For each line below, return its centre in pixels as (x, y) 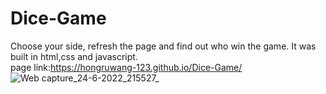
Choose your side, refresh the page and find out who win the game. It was (163, 46)
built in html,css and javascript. (74, 56)
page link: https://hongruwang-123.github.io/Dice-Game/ (126, 67)
